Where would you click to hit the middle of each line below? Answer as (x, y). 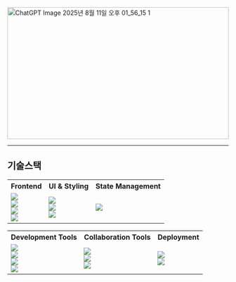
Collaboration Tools (117, 237)
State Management (128, 186)
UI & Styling (69, 186)
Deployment (178, 237)
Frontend (26, 186)
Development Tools (44, 237)
